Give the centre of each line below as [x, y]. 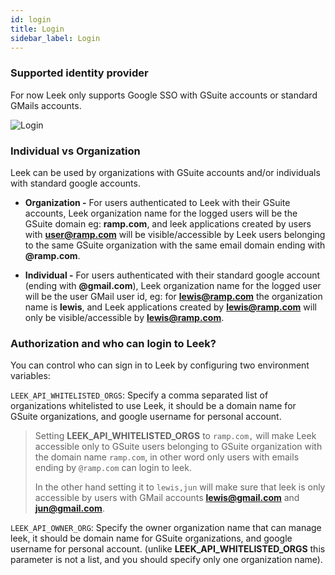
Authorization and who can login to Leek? [113, 343]
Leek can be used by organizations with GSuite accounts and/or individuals [165, 172]
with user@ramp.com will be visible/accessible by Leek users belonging [175, 234]
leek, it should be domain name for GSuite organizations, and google [151, 538]
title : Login [37, 29]
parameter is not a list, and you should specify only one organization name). [166, 560]
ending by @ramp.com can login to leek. [113, 468]
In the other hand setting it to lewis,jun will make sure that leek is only [180, 487]
